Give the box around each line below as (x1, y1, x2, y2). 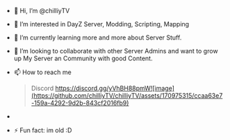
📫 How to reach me (13, 68, 72, 76)
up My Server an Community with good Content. (13, 54, 153, 62)
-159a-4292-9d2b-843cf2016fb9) (31, 99, 129, 107)
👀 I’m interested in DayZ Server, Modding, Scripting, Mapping (13, 20, 190, 28)
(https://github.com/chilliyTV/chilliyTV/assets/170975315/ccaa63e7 (31, 91, 223, 100)
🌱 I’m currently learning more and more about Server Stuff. (13, 33, 182, 42)
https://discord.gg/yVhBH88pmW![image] (55, 84, 175, 92)
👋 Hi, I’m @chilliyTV (13, 7, 70, 15)
